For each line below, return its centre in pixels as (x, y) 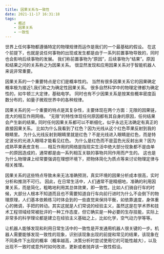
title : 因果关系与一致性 (27, 10)
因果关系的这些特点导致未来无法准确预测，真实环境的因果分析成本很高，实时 (82, 175)
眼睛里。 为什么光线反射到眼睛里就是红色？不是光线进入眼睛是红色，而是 (78, 134)
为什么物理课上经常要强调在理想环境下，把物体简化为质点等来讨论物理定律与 (82, 159)
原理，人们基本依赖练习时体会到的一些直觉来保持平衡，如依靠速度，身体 (82, 200)
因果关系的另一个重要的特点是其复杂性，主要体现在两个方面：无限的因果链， (82, 110)
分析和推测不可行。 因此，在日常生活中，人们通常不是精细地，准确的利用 (78, 181)
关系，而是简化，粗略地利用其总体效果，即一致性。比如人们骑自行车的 (80, 187)
